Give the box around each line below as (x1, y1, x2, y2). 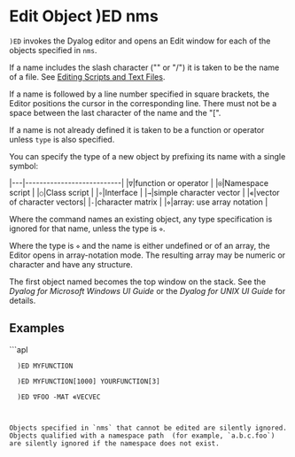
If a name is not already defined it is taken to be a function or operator (9, 124, 265, 135)
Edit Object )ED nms (9, 6, 159, 27)
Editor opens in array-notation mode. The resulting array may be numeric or (9, 250, 286, 260)
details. (9, 295, 36, 306)
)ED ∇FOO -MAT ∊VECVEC (17, 392, 101, 401)
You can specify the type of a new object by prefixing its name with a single (9, 151, 286, 161)
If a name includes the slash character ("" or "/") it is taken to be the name (9, 62, 280, 73)
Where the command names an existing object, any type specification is (9, 213, 273, 224)
